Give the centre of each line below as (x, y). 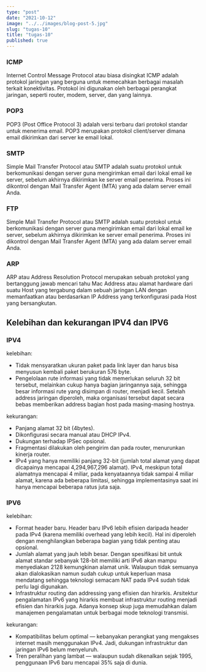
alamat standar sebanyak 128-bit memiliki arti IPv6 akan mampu (96, 561)
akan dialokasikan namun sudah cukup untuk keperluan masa (93, 574)
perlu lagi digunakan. (42, 587)
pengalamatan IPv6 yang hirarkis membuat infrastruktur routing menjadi (106, 600)
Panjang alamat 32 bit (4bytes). (55, 428)
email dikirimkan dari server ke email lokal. (60, 137)
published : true (27, 41)
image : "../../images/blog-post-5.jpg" (57, 23)
